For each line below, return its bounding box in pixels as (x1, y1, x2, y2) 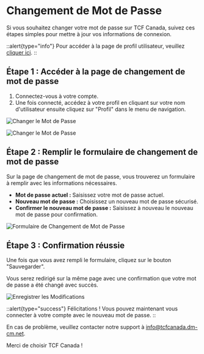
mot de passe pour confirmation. (15, 211, 98, 218)
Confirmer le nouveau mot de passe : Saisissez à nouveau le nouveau (15, 204, 194, 211)
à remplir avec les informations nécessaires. (6, 179, 117, 187)
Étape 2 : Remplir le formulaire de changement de (6, 147, 199, 157)
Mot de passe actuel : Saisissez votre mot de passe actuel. (15, 191, 165, 198)
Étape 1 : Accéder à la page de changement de (6, 67, 185, 77)
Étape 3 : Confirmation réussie (6, 240, 125, 250)
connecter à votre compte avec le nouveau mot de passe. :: (6, 312, 156, 319)
